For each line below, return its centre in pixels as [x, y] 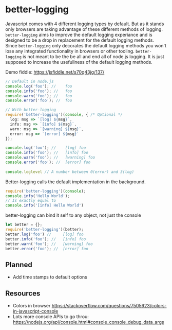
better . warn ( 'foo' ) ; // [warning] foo [49, 244]
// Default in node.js [30, 81]
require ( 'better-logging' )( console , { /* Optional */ [64, 115]
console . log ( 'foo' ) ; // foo [39, 86]
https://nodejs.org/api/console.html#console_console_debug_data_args [88, 322]
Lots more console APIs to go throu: [51, 317]
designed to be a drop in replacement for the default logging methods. [80, 40]
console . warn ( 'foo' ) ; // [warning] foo [50, 158]
